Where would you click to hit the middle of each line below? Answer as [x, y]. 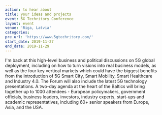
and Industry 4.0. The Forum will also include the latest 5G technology [76, 81]
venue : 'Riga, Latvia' [28, 28]
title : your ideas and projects [38, 14]
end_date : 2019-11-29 [27, 46]
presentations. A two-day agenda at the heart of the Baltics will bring [75, 86]
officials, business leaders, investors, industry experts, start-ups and [75, 97]
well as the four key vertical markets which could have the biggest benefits [81, 71]
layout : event [20, 23]
